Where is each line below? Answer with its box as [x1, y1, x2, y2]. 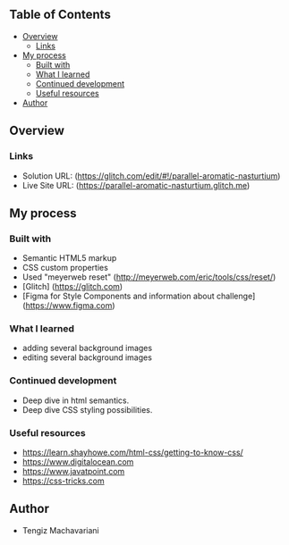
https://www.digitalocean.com [21, 457, 134, 467]
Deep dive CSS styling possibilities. [21, 404, 153, 415]
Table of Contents [9, 7, 112, 22]
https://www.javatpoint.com [21, 466, 125, 477]
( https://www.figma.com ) [21, 300, 115, 311]
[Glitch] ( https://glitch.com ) [21, 281, 123, 292]
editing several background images [21, 352, 152, 363]
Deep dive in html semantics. [21, 395, 130, 406]
